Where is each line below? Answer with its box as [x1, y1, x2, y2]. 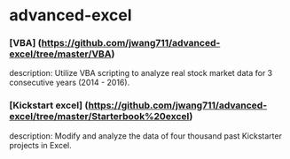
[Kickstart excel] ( [9, 99, 89, 111]
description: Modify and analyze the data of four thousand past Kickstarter [9, 130, 282, 141]
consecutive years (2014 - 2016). [9, 77, 130, 88]
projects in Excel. [9, 140, 73, 150]
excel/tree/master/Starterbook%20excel [9, 110, 190, 123]
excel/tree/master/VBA [9, 48, 112, 60]
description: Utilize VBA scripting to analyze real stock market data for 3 [9, 68, 273, 79]
